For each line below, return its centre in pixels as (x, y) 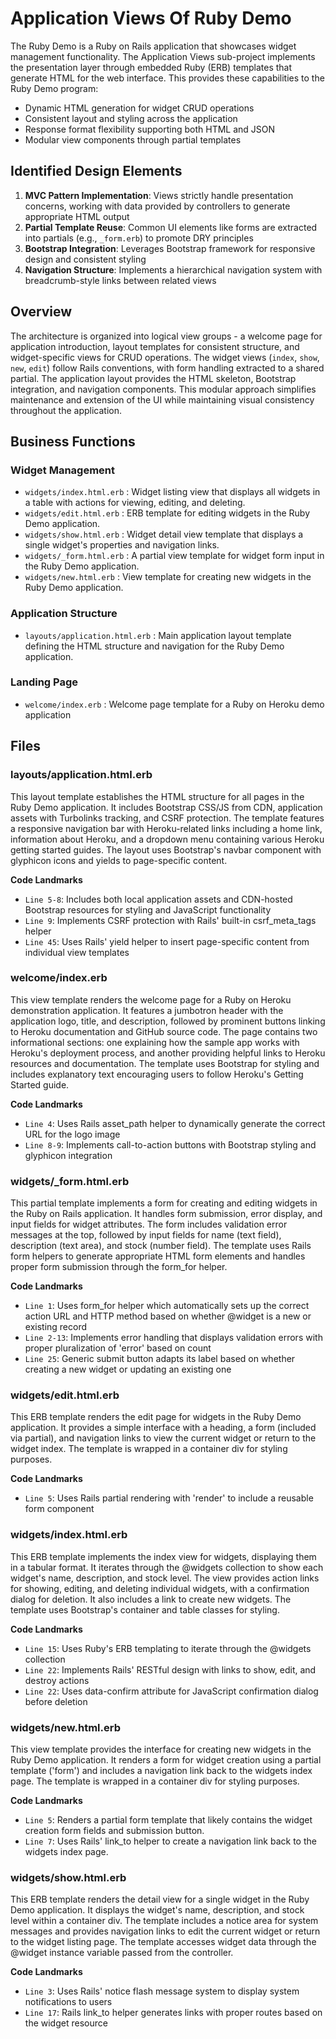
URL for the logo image (72, 1134)
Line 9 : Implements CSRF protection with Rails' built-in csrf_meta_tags (170, 920)
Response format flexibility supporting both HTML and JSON (150, 129)
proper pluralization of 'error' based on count (118, 1348)
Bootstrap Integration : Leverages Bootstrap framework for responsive (170, 248)
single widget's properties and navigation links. (122, 545)
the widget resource (66, 2023)
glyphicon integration (68, 1155)
